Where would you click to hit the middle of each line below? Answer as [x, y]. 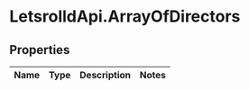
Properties [40, 50]
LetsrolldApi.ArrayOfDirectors [125, 17]
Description [105, 75]
